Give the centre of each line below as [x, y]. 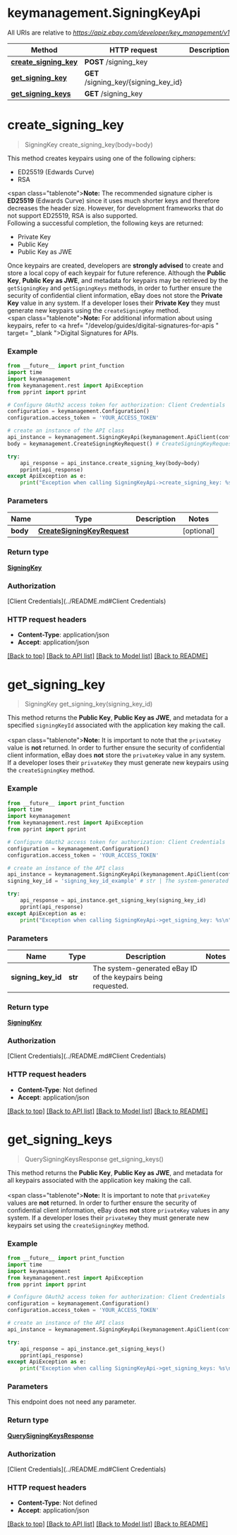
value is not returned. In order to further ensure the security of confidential [116, 748]
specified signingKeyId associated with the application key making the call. [116, 726]
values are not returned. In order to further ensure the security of [102, 1203]
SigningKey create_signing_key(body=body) [89, 144]
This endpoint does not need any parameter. [72, 1402]
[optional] [199, 531]
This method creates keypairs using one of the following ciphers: [102, 158]
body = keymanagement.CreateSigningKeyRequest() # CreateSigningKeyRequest [121, 444]
